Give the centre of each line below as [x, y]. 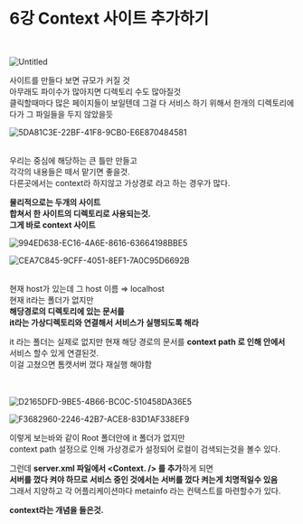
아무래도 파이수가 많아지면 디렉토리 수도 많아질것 [95, 91]
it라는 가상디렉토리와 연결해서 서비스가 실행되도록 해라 [104, 323]
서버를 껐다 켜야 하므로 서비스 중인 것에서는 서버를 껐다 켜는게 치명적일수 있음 [144, 479]
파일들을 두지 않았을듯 [75, 114]
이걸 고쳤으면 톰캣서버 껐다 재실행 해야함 [80, 364]
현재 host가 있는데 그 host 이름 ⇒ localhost [87, 288]
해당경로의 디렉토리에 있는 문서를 [67, 311]
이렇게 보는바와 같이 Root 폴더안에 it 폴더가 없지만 [97, 437]
